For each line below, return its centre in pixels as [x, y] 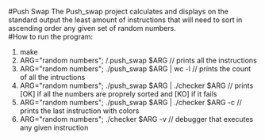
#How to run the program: [51, 36]
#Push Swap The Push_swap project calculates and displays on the [118, 11]
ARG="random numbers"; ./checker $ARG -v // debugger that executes [136, 119]
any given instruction [54, 127]
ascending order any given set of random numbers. [92, 28]
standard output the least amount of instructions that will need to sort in [125, 20]
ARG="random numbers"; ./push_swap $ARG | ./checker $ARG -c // [131, 102]
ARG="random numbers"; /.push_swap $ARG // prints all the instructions [138, 60]
